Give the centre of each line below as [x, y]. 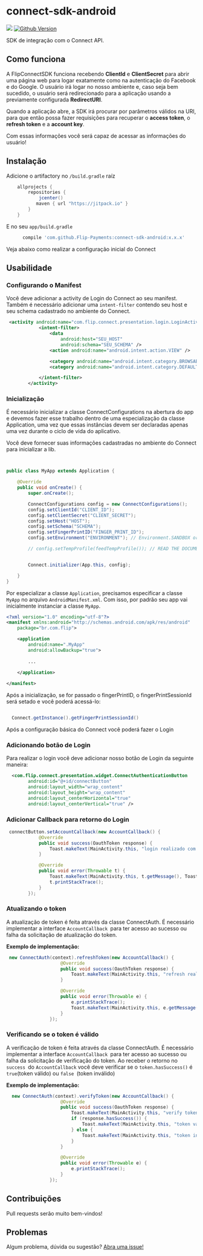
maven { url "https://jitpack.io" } [82, 204]
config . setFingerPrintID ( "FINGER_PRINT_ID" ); [86, 532]
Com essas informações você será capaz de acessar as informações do [96, 136]
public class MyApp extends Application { [60, 471]
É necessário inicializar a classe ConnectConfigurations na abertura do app [100, 412]
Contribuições [34, 1199]
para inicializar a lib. [31, 449]
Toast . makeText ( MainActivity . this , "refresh [128, 974]
